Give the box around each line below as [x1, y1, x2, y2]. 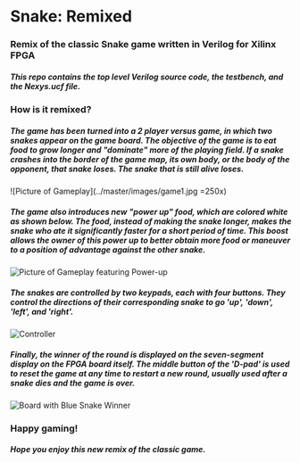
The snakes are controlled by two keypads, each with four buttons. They [10, 287, 286, 298]
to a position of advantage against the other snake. [10, 244, 206, 255]
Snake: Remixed [10, 6, 133, 27]
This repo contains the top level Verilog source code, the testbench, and [10, 71, 284, 82]
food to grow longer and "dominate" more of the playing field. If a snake [10, 145, 284, 155]
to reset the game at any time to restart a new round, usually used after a [10, 368, 288, 378]
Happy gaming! [10, 422, 79, 434]
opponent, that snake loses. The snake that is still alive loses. [10, 163, 245, 174]
